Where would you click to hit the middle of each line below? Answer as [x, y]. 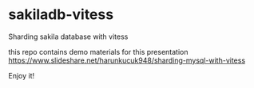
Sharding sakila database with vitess [68, 36]
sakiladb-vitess [61, 15]
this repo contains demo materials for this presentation [98, 52]
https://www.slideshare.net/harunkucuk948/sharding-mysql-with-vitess [127, 60]
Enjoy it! [22, 75]
